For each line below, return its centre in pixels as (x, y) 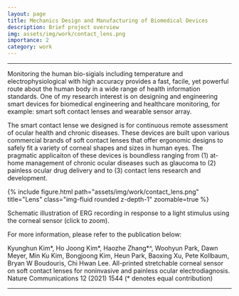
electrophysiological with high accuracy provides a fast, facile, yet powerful (118, 81)
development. (27, 178)
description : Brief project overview (63, 27)
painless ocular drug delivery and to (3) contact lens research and (104, 170)
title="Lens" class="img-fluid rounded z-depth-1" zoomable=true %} (108, 199)
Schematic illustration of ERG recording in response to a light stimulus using (118, 213)
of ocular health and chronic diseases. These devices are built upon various (118, 133)
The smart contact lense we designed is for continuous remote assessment (118, 125)
